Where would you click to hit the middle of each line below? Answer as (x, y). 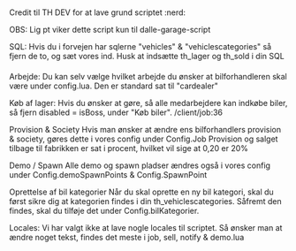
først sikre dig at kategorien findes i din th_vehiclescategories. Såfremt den (145, 201)
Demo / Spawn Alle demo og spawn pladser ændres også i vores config (140, 165)
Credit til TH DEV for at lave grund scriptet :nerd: (98, 12)
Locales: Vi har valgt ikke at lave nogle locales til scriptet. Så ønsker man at (146, 227)
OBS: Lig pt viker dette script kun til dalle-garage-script (110, 29)
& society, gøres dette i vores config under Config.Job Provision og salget (144, 139)
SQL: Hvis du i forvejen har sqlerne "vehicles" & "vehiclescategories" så (140, 46)
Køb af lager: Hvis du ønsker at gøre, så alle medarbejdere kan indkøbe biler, (148, 103)
